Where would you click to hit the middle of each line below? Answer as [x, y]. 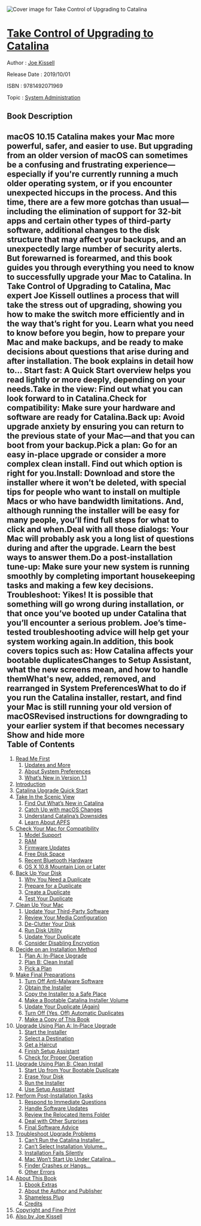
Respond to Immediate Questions [65, 1102]
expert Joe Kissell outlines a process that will [93, 295]
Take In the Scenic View [45, 797]
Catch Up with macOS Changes [63, 810]
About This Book [36, 1178]
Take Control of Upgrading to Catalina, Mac [89, 286]
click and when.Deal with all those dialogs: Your [98, 529]
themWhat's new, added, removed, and [81, 679]
